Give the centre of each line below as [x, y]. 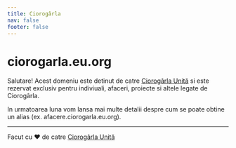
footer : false [28, 27]
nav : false [23, 20]
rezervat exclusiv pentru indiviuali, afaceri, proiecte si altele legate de [107, 88]
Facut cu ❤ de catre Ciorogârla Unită [61, 137]
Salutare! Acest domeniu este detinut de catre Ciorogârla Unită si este [108, 81]
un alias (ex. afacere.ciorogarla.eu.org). [64, 117]
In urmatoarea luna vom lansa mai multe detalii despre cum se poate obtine [116, 109]
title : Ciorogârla [34, 14]
